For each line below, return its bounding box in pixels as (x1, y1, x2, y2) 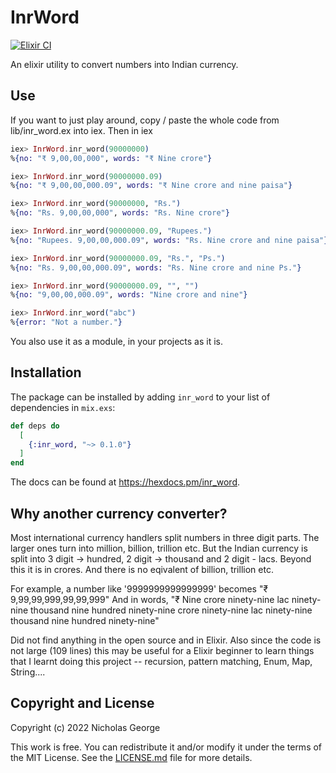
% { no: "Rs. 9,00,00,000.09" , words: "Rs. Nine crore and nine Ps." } (10, 262, 302, 273)
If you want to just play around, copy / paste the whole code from (10, 114, 280, 126)
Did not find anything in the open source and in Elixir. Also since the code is (10, 634, 322, 646)
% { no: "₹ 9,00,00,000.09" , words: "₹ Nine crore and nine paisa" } (10, 181, 293, 191)
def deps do (10, 421, 60, 431)
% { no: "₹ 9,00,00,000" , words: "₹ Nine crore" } (10, 153, 213, 163)
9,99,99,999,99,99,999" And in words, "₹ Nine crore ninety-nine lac (10, 594, 290, 605)
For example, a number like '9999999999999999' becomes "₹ (10, 583, 269, 595)
